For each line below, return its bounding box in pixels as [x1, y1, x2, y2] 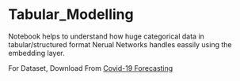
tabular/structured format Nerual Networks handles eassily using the [8, 39, 232, 49]
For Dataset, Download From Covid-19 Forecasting [8, 63, 173, 72]
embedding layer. [8, 48, 65, 57]
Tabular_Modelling [8, 6, 134, 24]
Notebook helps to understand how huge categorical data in [8, 31, 204, 41]
